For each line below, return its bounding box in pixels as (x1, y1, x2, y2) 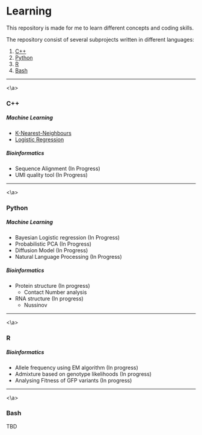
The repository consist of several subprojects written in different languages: (6, 36, 194, 43)
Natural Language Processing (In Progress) (14, 253, 122, 260)
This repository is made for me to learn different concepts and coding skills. (6, 24, 194, 31)
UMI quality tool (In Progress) (14, 171, 88, 179)
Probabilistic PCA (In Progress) (14, 240, 92, 247)
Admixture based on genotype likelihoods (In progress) (14, 370, 152, 378)
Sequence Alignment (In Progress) (14, 165, 100, 172)
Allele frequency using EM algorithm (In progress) (14, 364, 138, 371)
